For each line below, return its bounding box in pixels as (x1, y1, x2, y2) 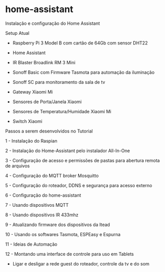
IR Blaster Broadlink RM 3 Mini (12, 59, 76, 65)
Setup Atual (5, 30, 30, 36)
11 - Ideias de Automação (5, 241, 58, 247)
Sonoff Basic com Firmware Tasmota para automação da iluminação (12, 69, 155, 75)
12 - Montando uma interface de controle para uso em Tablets (5, 251, 134, 257)
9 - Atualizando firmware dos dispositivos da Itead (5, 221, 110, 228)
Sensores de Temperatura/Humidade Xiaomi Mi (12, 108, 112, 114)
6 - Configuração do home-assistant (5, 192, 82, 198)
